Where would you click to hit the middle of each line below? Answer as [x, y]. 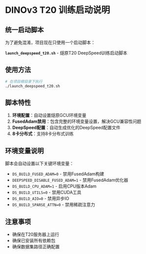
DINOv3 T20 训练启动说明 [58, 10]
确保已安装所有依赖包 [34, 240]
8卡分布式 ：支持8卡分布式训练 [43, 134]
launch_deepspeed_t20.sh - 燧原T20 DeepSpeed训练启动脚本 [66, 53]
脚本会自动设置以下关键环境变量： [39, 164]
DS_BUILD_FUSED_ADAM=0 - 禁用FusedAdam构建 [58, 174]
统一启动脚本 [24, 30]
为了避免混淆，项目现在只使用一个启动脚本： [50, 42]
